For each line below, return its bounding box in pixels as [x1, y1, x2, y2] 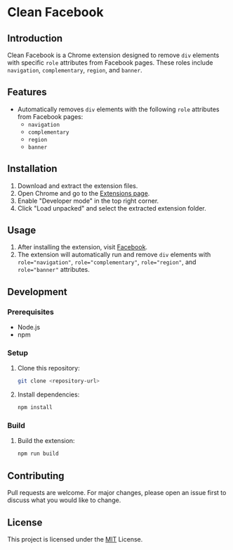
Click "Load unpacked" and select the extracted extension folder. [17, 204, 206, 212]
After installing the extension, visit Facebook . [17, 243, 148, 251]
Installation [7, 163, 58, 175]
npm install [17, 404, 53, 411]
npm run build [17, 450, 59, 458]
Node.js [17, 323, 41, 332]
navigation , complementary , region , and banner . [7, 66, 142, 74]
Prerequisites [7, 307, 54, 317]
